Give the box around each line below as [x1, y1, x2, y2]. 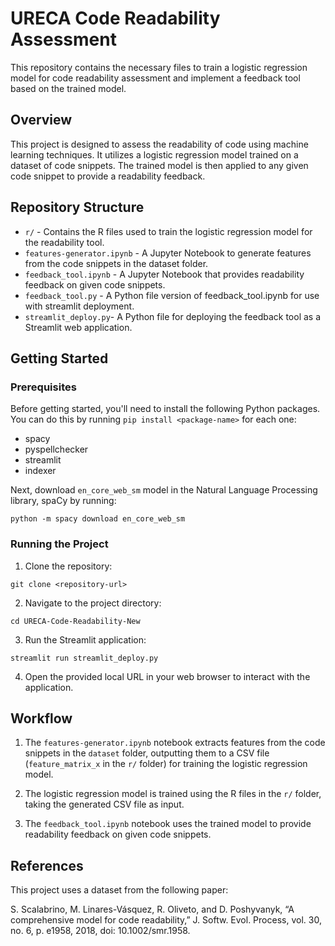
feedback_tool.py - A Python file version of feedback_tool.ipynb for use [24, 289, 320, 301]
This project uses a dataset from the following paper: [10, 884, 229, 896]
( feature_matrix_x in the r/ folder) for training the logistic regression [24, 758, 308, 770]
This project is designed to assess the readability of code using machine [10, 138, 309, 150]
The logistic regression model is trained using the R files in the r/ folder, [24, 788, 322, 800]
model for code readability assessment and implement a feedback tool [10, 72, 301, 84]
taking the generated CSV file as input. [24, 798, 185, 811]
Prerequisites [10, 380, 77, 394]
